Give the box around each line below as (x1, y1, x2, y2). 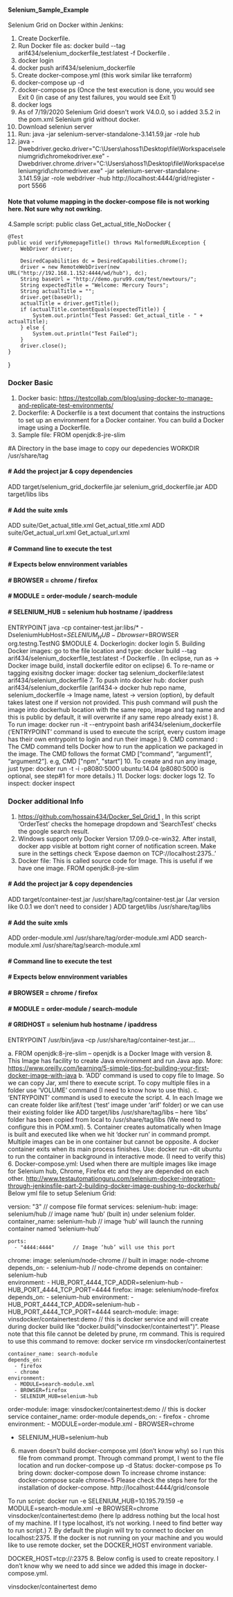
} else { (20, 324, 46, 332)
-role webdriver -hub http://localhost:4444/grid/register (51, 174, 210, 183)
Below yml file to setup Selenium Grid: (8, 1188, 117, 1197)
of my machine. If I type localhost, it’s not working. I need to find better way (8, 1519, 223, 1527)
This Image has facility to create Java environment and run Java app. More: (8, 1056, 223, 1064)
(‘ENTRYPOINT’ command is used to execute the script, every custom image (8, 728, 226, 736)
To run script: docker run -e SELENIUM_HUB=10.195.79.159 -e (8, 1497, 184, 1505)
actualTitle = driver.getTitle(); (20, 300, 120, 307)
